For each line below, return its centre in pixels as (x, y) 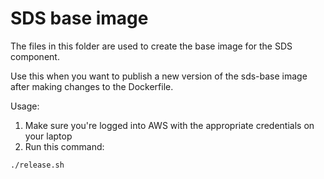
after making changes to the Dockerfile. (92, 86)
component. (35, 56)
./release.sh (37, 165)
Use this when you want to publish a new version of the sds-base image (159, 76)
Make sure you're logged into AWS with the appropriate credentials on (169, 125)
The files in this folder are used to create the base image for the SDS (151, 46)
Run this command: (64, 146)
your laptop (48, 136)
